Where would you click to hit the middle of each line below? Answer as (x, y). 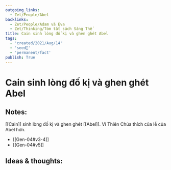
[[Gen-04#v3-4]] (31, 139)
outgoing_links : (22, 10)
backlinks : (17, 19)
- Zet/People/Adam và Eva (38, 24)
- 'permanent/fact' (31, 52)
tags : (11, 39)
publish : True (20, 57)
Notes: (16, 112)
